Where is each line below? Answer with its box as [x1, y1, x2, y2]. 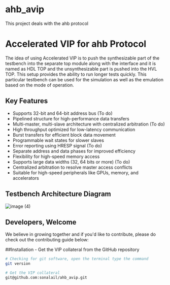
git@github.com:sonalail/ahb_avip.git [5, 275, 87, 280]
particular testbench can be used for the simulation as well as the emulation [5, 76, 164, 82]
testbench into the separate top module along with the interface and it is [5, 60, 156, 67]
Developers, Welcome [5, 217, 77, 227]
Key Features [5, 97, 48, 105]
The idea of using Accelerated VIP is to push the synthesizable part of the [5, 55, 160, 61]
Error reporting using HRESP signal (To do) [12, 142, 103, 148]
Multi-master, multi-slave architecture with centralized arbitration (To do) [12, 121, 165, 127]
